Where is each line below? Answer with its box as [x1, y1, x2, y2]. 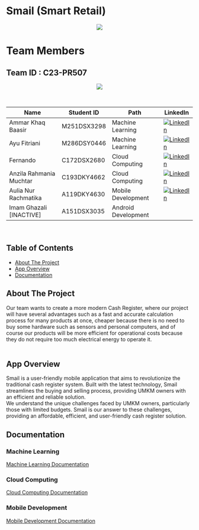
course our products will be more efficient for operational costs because [6, 329, 183, 337]
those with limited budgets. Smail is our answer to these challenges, [6, 406, 172, 413]
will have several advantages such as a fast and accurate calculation [6, 311, 174, 318]
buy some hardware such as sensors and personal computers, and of [6, 323, 176, 330]
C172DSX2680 [61, 156, 105, 164]
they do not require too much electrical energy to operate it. [6, 335, 152, 342]
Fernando [9, 156, 36, 164]
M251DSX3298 [61, 122, 107, 130]
